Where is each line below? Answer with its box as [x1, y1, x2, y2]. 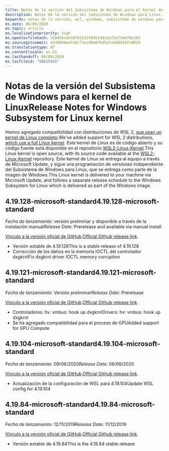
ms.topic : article [5, 26, 44, 31]
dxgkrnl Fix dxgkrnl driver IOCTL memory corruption [12, 254, 120, 259]
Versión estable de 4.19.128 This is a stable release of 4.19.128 [12, 243, 139, 249]
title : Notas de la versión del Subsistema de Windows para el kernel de [5, 7, 163, 13]
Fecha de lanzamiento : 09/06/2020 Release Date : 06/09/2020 [5, 360, 134, 367]
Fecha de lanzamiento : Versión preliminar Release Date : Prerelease [5, 290, 144, 296]
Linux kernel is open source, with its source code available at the [5, 150, 139, 156]
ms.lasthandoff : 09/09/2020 [5, 54, 64, 59]
